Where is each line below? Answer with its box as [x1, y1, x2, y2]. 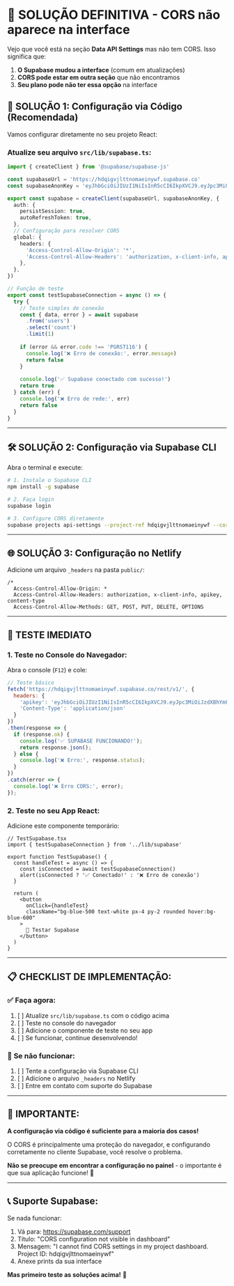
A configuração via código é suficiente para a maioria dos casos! [7, 1126, 199, 1135]
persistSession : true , [19, 208, 86, 215]
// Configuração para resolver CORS [13, 227, 120, 235]
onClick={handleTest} [25, 902, 89, 909]
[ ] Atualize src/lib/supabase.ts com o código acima [17, 1011, 169, 1020]
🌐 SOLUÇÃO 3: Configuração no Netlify [7, 547, 182, 559]
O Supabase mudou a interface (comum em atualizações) [17, 65, 186, 74]
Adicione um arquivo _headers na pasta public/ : [7, 566, 145, 574]
